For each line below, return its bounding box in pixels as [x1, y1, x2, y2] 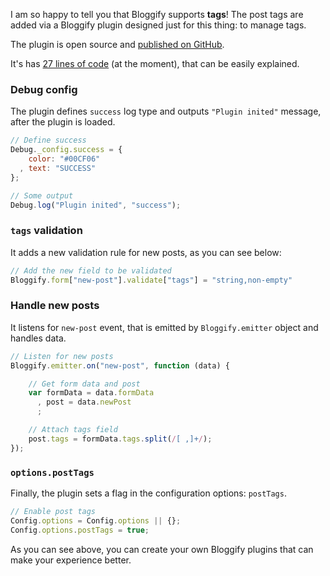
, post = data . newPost [36, 397, 132, 408]
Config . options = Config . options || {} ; [10, 515, 182, 526]
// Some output [10, 190, 74, 201]
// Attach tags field [28, 425, 118, 435]
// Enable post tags [10, 506, 97, 516]
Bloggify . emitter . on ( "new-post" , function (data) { [10, 360, 230, 371]
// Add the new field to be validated [10, 265, 172, 276]
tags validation [10, 224, 83, 238]
